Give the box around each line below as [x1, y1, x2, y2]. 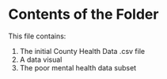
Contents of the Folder [8, 5, 159, 23]
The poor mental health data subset [19, 63, 137, 72]
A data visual [19, 55, 63, 64]
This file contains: [8, 31, 66, 41]
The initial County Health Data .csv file [19, 46, 145, 56]
